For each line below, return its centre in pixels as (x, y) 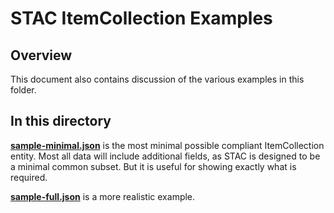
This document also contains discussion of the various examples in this (157, 79)
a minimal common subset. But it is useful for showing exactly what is (153, 166)
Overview (41, 55)
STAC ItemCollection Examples (141, 18)
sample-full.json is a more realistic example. (103, 196)
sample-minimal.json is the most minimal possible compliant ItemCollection (167, 145)
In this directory (61, 121)
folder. (23, 90)
